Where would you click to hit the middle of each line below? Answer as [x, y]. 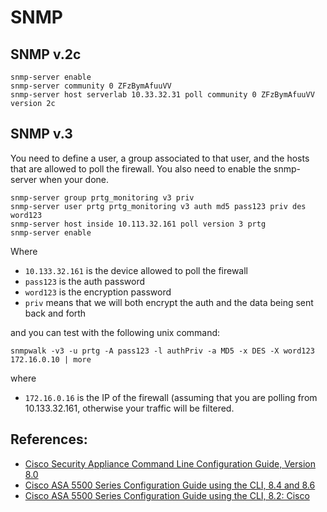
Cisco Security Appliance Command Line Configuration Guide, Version [170, 463]
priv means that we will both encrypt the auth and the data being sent [169, 302]
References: [49, 439]
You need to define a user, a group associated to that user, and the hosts [160, 158]
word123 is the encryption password [98, 292]
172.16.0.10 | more [51, 359]
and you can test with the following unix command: [115, 332]
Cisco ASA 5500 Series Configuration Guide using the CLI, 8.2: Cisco [167, 495]
